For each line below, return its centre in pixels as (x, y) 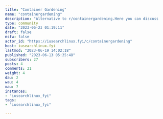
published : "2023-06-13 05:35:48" (40, 55)
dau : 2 (12, 78)
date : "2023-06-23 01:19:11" (35, 28)
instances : (16, 91)
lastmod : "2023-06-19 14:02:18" (38, 50)
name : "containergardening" (34, 14)
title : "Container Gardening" (36, 10)
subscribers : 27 (22, 59)
